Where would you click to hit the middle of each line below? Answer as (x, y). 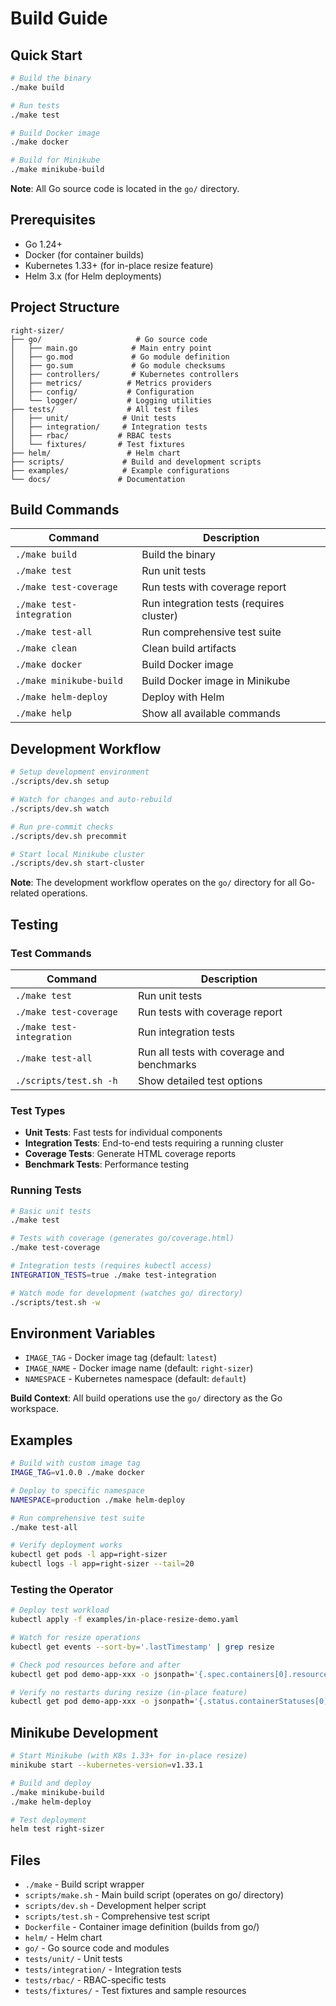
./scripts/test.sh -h (66, 1080)
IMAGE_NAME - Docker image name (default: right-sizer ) (139, 1368)
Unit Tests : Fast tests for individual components (123, 1133)
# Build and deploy (51, 1783)
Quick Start (46, 55)
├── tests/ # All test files (104, 409)
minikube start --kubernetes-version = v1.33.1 (106, 1765)
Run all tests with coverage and (211, 1052)
